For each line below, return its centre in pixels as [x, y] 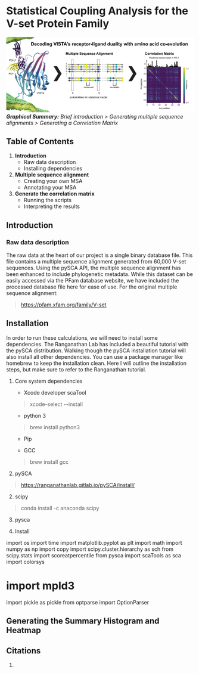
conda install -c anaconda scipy [60, 508]
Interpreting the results [52, 206]
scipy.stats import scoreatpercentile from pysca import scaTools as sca [94, 555]
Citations [24, 651]
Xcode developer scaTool [55, 392]
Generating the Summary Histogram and [83, 621]
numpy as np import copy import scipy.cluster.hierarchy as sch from [90, 549]
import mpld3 [41, 586]
